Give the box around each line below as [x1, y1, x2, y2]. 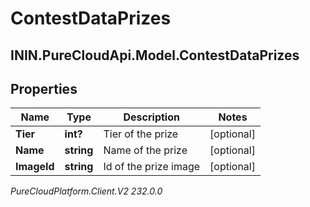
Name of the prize [103, 143, 188, 157]
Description [123, 110, 180, 124]
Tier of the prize [103, 127, 179, 141]
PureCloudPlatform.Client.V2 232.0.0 [10, 185, 163, 197]
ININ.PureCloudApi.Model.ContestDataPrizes [10, 47, 300, 64]
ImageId [15, 160, 55, 174]
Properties [10, 80, 78, 97]
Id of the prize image [103, 160, 201, 174]
